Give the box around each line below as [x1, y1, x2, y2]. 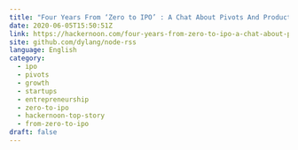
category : [9, 54, 46, 63]
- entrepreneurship [17, 94, 90, 104]
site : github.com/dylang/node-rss [9, 37, 137, 47]
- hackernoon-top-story [17, 111, 105, 120]
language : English [9, 46, 77, 55]
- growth [17, 79, 50, 87]
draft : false [9, 128, 58, 137]
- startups [17, 86, 58, 95]
